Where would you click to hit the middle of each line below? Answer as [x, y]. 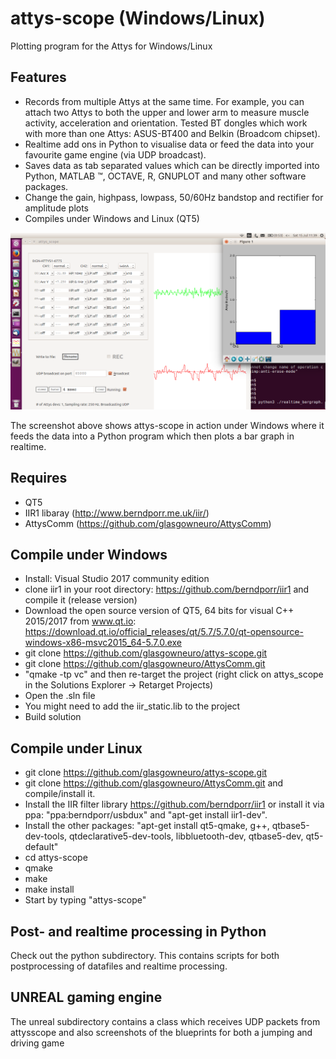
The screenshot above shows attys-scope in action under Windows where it [167, 425]
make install [49, 889]
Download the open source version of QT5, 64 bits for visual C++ [159, 611]
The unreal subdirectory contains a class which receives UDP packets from [165, 1021]
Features [38, 77]
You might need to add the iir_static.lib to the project [132, 706]
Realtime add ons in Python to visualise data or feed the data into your [169, 144]
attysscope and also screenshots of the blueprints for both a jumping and [161, 1032]
